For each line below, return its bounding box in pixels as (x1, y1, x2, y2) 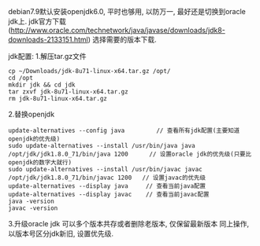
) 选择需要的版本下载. (87, 35, 158, 44)
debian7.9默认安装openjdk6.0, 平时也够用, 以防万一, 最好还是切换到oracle (8, 7, 247, 16)
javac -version (8, 204, 58, 212)
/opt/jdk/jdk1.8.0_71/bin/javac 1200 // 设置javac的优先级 (8, 174, 206, 182)
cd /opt (8, 74, 34, 82)
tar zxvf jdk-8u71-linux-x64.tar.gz (8, 88, 128, 96)
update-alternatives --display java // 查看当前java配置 (8, 182, 206, 190)
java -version (8, 197, 55, 205)
